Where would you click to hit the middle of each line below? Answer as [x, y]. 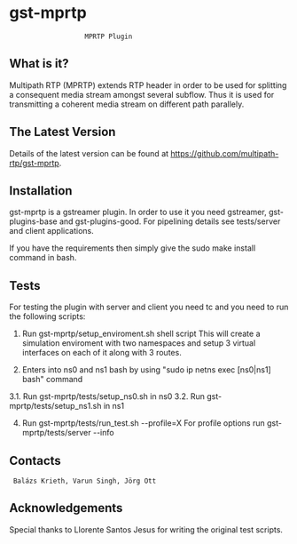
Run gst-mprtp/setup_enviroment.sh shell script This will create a [141, 334]
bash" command [52, 380]
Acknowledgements [66, 508]
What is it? [39, 64]
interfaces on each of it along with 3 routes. [102, 353]
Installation [41, 191]
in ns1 [114, 406]
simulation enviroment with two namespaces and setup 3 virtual [139, 343]
